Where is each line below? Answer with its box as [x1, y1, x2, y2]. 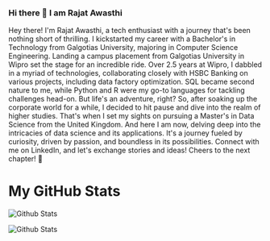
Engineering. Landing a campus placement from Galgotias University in [8, 52, 244, 61]
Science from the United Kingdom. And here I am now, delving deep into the [8, 120, 261, 130]
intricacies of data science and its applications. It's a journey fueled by [8, 128, 243, 138]
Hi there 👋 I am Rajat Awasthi [8, 7, 123, 19]
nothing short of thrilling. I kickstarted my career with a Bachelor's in [8, 34, 236, 44]
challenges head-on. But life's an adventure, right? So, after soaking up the [8, 94, 258, 104]
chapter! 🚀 [8, 154, 43, 164]
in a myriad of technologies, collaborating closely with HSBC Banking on [8, 69, 248, 78]
